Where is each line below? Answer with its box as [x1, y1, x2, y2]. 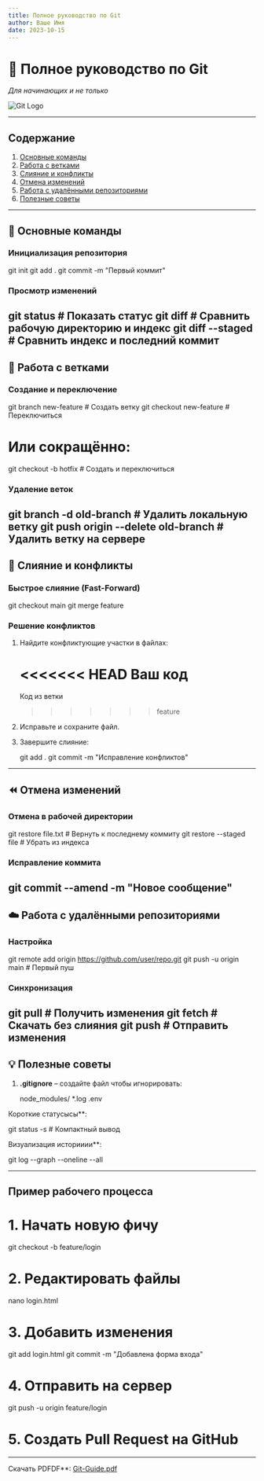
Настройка [8, 936, 53, 947]
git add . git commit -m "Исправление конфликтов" [19, 752, 189, 762]
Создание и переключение [8, 384, 118, 395]
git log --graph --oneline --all [8, 1155, 104, 1164]
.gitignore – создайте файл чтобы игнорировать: [19, 1079, 182, 1088]
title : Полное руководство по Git [8, 11, 122, 20]
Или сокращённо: [8, 438, 131, 456]
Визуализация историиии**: [8, 1139, 102, 1148]
